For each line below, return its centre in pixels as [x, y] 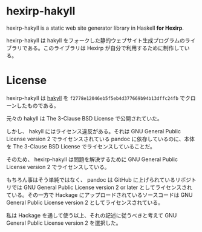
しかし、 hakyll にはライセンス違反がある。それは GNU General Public [94, 131]
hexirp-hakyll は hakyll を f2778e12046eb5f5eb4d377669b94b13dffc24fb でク [98, 98]
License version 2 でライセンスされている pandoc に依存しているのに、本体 [101, 139]
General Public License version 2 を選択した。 [64, 223]
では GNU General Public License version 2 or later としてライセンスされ [102, 187]
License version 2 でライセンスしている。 [58, 167]
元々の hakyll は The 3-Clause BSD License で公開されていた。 [85, 118]
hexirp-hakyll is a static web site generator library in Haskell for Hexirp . [95, 28]
